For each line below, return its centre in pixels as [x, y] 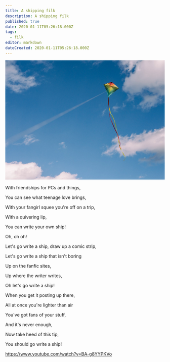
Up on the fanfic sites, [28, 266]
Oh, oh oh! [16, 236]
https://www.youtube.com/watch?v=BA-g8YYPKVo [59, 354]
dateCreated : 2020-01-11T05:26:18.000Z [47, 48]
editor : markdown [24, 43]
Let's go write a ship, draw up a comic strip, [51, 246]
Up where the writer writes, [34, 276]
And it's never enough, [29, 324]
